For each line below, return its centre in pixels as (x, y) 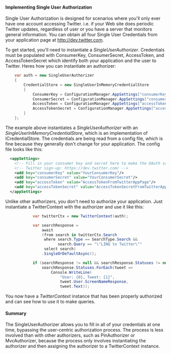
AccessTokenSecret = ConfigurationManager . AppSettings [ (93, 109)
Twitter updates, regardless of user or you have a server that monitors (79, 29)
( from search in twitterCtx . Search (79, 235)
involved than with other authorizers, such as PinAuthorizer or (70, 335)
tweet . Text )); (75, 287)
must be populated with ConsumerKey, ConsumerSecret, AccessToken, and (85, 55)
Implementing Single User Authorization (49, 7)
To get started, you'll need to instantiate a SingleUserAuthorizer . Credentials (85, 50)
